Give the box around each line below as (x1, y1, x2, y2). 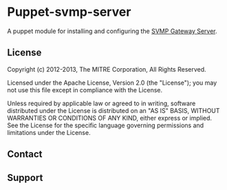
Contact (7, 149, 43, 160)
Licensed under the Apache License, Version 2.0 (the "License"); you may (7, 78, 217, 87)
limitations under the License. (7, 128, 91, 136)
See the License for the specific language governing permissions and (7, 121, 204, 129)
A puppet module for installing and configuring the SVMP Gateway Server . (7, 27, 218, 35)
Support (7, 171, 43, 183)
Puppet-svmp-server (7, 4, 131, 20)
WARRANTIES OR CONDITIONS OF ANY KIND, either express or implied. (7, 114, 212, 122)
